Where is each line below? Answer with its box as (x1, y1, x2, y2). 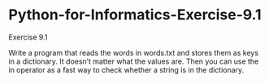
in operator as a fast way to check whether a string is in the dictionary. (8, 64, 245, 74)
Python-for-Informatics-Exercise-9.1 (8, 6, 262, 24)
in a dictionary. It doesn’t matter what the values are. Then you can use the (8, 56, 259, 66)
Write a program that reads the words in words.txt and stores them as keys (8, 48, 258, 57)
